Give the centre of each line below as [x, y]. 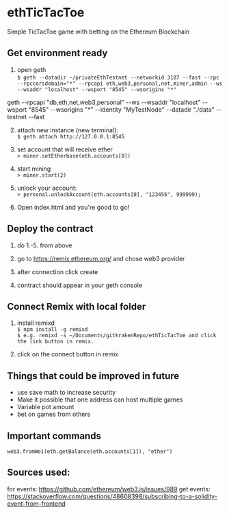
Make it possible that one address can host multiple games [100, 400]
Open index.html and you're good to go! [73, 207]
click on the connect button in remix [67, 354]
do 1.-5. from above [44, 245]
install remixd [36, 323]
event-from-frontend [37, 503]
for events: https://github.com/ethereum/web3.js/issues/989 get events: [109, 489]
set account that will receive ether [65, 149]
